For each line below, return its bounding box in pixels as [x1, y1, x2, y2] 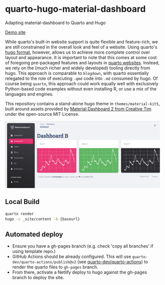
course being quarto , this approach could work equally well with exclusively [5, 80, 159, 87]
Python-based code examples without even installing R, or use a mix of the [5, 86, 157, 92]
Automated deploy [5, 230, 63, 238]
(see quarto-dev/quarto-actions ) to [77, 259, 148, 265]
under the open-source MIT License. [5, 111, 80, 117]
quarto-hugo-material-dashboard [5, 3, 146, 15]
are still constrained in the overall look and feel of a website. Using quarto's [5, 44, 158, 50]
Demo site [5, 29, 26, 35]
